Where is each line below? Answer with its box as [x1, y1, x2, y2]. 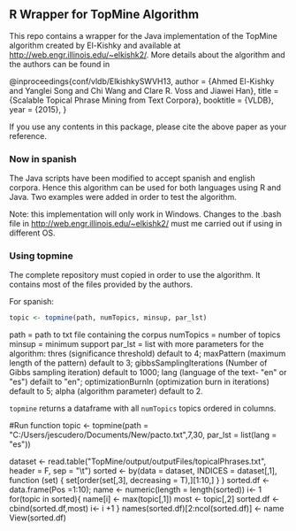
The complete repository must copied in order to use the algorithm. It [9, 270, 261, 281]
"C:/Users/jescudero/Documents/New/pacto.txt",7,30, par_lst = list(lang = [9, 429, 277, 441]
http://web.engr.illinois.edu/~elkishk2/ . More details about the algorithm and [9, 49, 285, 60]
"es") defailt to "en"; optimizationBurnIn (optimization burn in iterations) [9, 376, 269, 388]
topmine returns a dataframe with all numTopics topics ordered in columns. [9, 403, 277, 414]
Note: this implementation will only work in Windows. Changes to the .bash [9, 209, 282, 219]
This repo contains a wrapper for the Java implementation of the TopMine [9, 30, 278, 41]
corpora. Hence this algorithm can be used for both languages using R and [9, 182, 281, 193]
